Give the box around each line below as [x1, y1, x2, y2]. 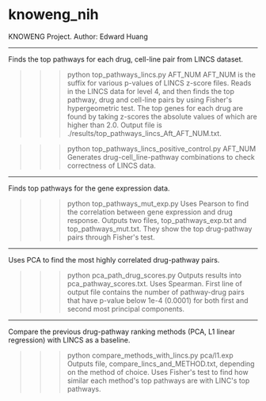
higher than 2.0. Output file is [66, 120, 162, 130]
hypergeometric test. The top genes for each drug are [66, 103, 244, 112]
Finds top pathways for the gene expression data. [8, 183, 170, 193]
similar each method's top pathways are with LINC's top [66, 376, 250, 385]
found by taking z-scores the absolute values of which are [66, 112, 257, 121]
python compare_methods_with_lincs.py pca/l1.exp [66, 350, 234, 360]
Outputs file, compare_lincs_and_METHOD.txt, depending [66, 358, 255, 369]
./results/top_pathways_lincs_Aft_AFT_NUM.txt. [66, 128, 222, 138]
